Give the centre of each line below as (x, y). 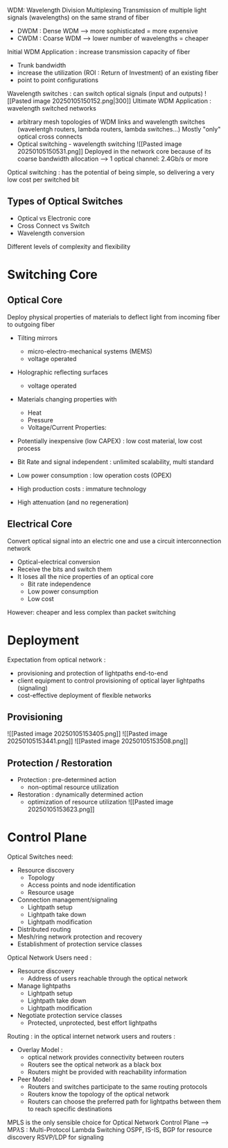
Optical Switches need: (40, 857)
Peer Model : (35, 1079)
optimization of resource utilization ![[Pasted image (100, 802)
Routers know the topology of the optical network (98, 1094)
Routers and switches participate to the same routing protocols (117, 1087)
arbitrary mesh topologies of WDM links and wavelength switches (111, 122)
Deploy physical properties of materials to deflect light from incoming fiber (114, 317)
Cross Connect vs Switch (53, 225)
